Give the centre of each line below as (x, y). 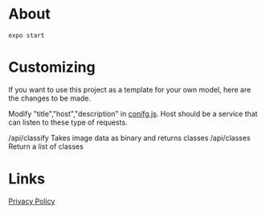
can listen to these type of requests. (68, 122)
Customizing (52, 67)
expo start (27, 35)
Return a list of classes (46, 146)
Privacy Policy (32, 201)
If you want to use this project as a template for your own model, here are (130, 89)
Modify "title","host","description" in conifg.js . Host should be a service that (133, 113)
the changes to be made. (49, 98)
